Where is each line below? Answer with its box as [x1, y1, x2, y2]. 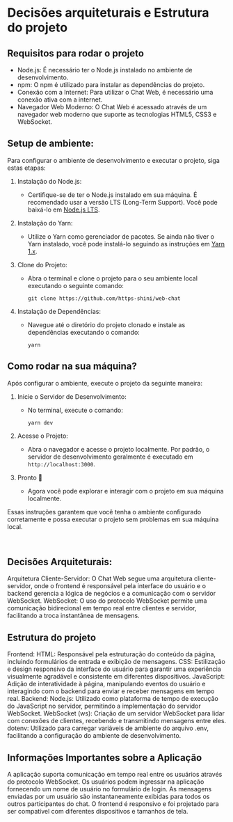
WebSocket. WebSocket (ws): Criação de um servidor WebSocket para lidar [7, 709, 225, 718]
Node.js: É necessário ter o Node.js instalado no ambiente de [17, 66, 193, 74]
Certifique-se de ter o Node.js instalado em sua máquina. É [27, 190, 198, 199]
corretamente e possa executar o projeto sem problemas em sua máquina [7, 515, 219, 523]
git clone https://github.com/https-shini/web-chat [27, 294, 181, 302]
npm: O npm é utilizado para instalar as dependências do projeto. [17, 81, 205, 88]
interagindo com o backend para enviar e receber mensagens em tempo [7, 687, 215, 695]
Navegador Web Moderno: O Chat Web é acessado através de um [17, 103, 207, 111]
